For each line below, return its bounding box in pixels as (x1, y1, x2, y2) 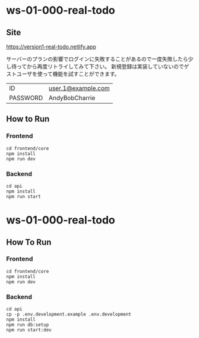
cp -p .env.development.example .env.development (6, 311, 132, 318)
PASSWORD (9, 94, 43, 102)
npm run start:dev (6, 327, 52, 333)
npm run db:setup (6, 322, 49, 328)
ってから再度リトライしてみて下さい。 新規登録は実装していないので (16, 63, 184, 70)
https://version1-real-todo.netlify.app (6, 43, 96, 50)
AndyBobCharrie (48, 94, 96, 102)
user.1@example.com (48, 84, 110, 92)
